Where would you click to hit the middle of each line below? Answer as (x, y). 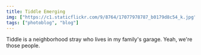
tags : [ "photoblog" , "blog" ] (42, 22)
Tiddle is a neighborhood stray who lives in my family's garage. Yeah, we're (99, 40)
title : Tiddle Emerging (36, 12)
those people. (23, 46)
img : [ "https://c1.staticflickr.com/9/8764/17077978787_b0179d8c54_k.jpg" (101, 17)
